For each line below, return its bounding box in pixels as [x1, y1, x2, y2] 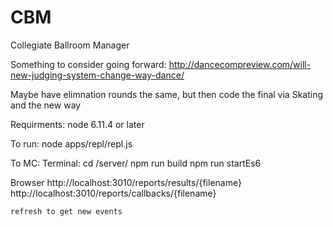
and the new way [10, 99, 82, 111]
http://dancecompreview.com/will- [168, 58, 312, 70]
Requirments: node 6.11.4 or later [10, 118, 145, 130]
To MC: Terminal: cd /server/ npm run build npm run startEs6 [10, 157, 262, 169]
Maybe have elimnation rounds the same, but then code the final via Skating [10, 88, 324, 100]
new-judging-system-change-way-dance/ [10, 69, 185, 81]
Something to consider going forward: [10, 58, 167, 70]
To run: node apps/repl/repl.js [10, 137, 133, 150]
